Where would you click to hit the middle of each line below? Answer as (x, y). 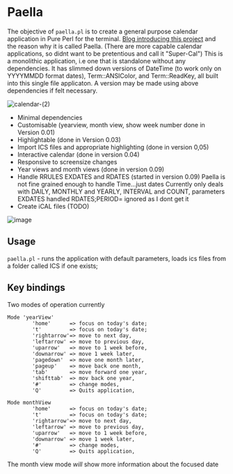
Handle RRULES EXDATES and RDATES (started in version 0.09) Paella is (121, 176)
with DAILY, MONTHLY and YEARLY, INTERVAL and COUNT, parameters (121, 191)
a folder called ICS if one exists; (53, 266)
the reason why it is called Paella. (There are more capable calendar (105, 46)
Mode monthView (29, 402)
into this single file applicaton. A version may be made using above (103, 83)
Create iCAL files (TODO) (53, 206)
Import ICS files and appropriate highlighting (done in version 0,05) (113, 147)
